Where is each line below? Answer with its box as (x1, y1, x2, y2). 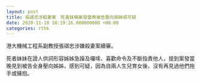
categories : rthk (6, 25, 50, 31)
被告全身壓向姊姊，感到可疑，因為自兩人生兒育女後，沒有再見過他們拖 (22, 62, 195, 70)
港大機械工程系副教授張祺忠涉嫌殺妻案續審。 (6, 42, 117, 49)
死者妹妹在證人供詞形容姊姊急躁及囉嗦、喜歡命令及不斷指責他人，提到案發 (6, 55, 190, 62)
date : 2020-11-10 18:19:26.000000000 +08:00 (6, 20, 119, 26)
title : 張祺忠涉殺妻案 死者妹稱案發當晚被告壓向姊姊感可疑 (6, 14, 136, 20)
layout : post (6, 8, 39, 15)
